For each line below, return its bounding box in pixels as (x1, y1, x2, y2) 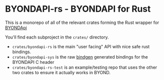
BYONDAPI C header (12, 59, 55, 65)
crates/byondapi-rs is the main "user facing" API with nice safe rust (12, 43, 150, 49)
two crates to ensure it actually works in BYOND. (12, 69, 111, 75)
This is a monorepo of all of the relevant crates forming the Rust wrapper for (5, 20, 160, 25)
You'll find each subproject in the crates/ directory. (5, 34, 109, 40)
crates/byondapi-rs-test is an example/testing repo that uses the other (12, 64, 157, 70)
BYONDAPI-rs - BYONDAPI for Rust (5, 3, 151, 15)
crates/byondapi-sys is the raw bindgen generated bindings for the (12, 54, 148, 60)
